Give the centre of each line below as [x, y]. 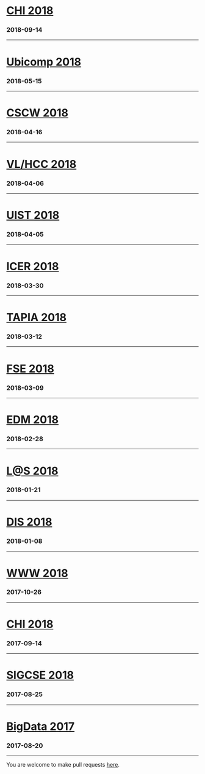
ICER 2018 [33, 266]
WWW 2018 [37, 573]
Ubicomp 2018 [44, 62]
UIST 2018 [33, 215]
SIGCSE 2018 [40, 675]
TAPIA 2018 [37, 318]
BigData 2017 [41, 726]
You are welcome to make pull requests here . [63, 765]
